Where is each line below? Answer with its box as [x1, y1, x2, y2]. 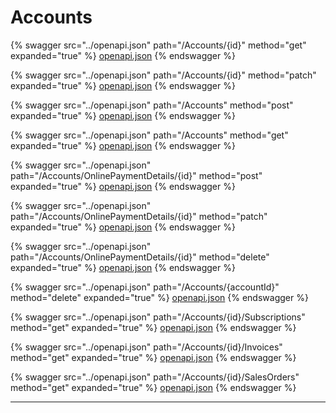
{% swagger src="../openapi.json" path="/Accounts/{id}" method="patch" [10, 69, 317, 81]
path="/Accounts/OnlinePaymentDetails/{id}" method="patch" [10, 210, 268, 222]
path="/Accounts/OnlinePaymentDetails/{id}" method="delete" [10, 251, 270, 263]
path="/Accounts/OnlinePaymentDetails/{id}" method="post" [10, 169, 263, 181]
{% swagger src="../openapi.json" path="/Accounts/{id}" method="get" [10, 39, 307, 51]
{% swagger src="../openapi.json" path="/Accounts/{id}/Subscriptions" [10, 311, 306, 323]
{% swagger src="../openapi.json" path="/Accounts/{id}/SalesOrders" [10, 371, 300, 383]
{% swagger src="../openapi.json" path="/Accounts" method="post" [10, 99, 294, 111]
